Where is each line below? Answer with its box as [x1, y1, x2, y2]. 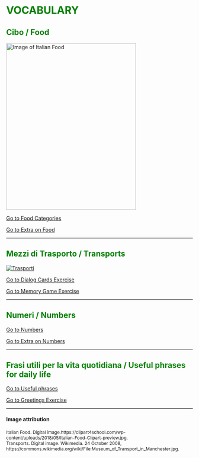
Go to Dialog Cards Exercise [6, 276, 75, 283]
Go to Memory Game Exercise [6, 287, 79, 294]
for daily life [6, 370, 52, 380]
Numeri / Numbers [6, 310, 76, 321]
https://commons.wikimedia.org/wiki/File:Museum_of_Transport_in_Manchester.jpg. [6, 446, 179, 452]
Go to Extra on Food [6, 226, 55, 233]
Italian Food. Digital [6, 429, 46, 435]
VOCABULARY [6, 4, 79, 17]
